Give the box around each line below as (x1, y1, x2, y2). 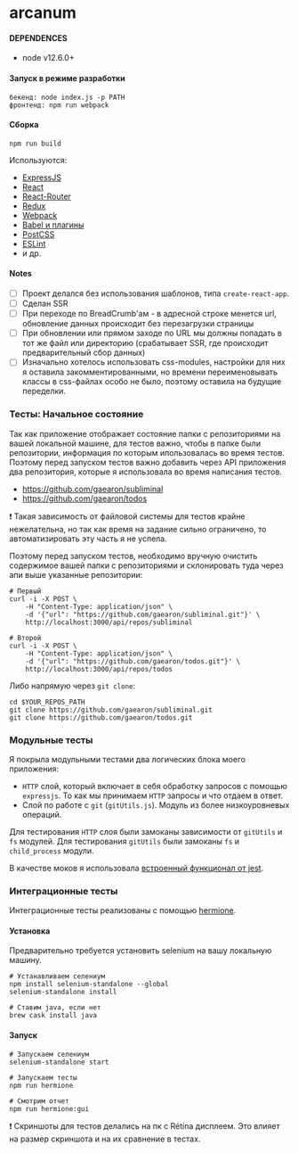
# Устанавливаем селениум (9, 972, 105, 981)
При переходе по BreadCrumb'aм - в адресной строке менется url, (21, 309, 278, 319)
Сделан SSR (21, 298, 68, 309)
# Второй (9, 633, 42, 642)
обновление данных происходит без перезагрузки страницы (21, 318, 254, 329)
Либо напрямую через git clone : (9, 680, 136, 691)
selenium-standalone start (9, 1058, 109, 1067)
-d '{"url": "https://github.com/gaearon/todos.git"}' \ (25, 656, 241, 666)
